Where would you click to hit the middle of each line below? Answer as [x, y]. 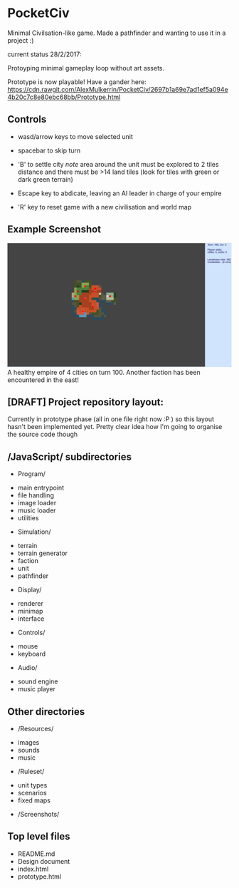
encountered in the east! [43, 380]
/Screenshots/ [38, 815]
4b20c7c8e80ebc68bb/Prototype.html [64, 97]
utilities [28, 518]
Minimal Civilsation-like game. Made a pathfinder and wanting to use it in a [117, 33]
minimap [30, 611]
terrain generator [43, 553]
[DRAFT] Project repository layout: [85, 402]
